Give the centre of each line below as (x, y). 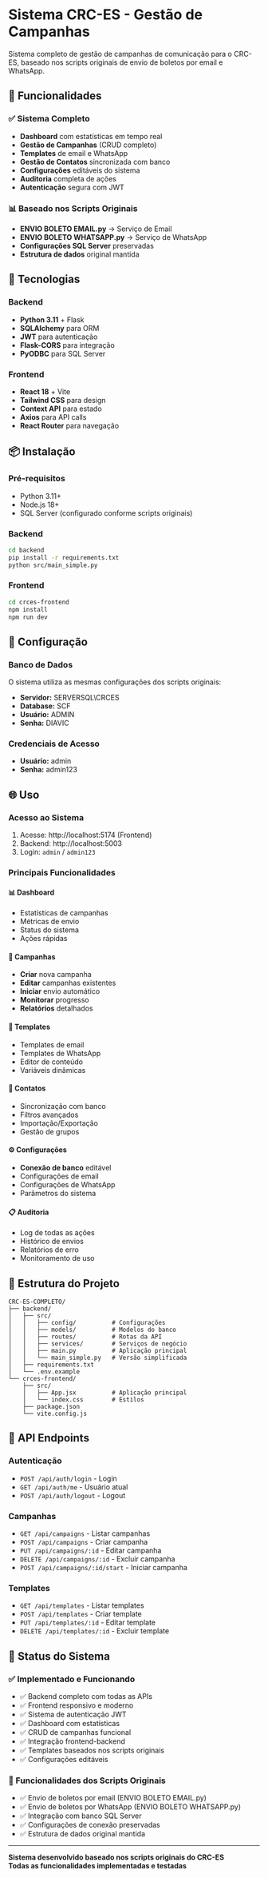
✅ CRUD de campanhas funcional (75, 1732)
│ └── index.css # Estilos (84, 1400)
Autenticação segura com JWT (72, 187)
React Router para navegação (69, 425)
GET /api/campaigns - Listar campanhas (85, 1533)
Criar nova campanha (55, 975)
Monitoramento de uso (57, 1258)
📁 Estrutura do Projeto (64, 1284)
